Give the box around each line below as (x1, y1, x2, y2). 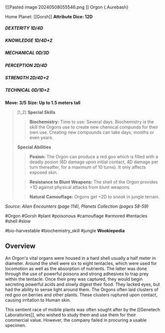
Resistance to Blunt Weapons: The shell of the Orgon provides (29, 179, 158, 185)
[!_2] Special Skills (17, 109, 56, 115)
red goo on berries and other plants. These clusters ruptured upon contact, (5, 292, 158, 297)
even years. (29, 134, 53, 140)
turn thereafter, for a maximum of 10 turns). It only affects (29, 164, 146, 170)
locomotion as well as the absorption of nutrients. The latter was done (5, 265, 147, 271)
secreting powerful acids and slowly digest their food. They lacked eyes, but (5, 281, 160, 287)
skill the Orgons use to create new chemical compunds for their (29, 124, 159, 130)
